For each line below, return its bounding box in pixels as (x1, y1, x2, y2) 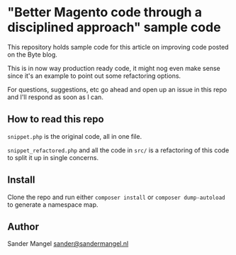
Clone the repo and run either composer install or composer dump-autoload (7, 193, 225, 201)
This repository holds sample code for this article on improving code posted (7, 42, 229, 51)
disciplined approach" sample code (7, 19, 221, 35)
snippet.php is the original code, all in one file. (7, 132, 142, 140)
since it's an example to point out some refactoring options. (7, 72, 181, 80)
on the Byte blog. (7, 50, 58, 59)
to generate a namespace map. (7, 200, 99, 209)
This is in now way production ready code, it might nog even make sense (7, 64, 221, 72)
